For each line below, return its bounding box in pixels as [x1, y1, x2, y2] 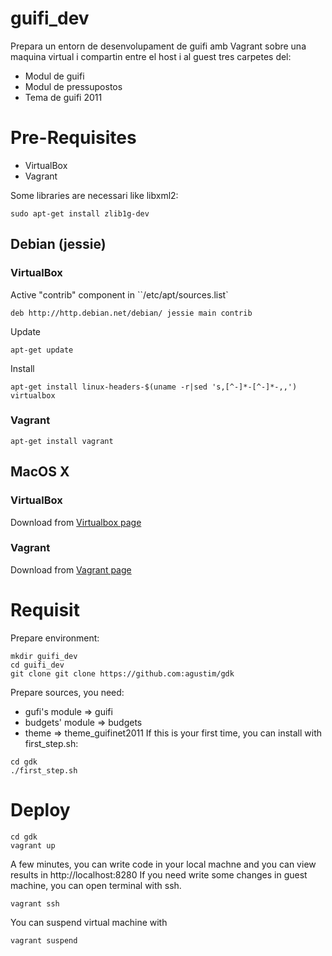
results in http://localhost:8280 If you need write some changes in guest [10, 868, 308, 881]
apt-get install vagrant [10, 436, 114, 446]
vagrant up [10, 840, 56, 851]
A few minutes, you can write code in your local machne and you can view [10, 858, 317, 870]
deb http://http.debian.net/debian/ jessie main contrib [10, 308, 253, 318]
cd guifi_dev [10, 660, 65, 670]
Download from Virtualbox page [10, 516, 142, 528]
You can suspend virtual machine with [10, 916, 168, 928]
